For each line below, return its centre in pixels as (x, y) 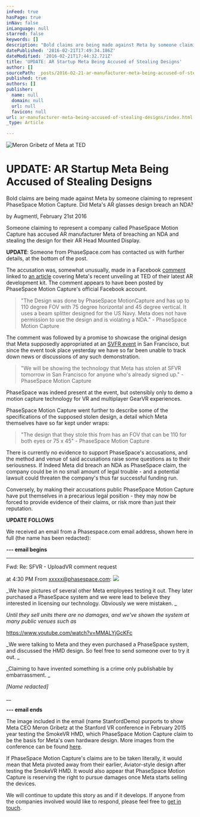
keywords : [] (22, 39)
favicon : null (29, 112)
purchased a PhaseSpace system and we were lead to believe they (88, 597)
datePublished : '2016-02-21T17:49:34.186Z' (61, 51)
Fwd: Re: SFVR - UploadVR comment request (62, 567)
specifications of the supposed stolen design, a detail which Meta (87, 417)
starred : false (25, 34)
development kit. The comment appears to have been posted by (85, 283)
